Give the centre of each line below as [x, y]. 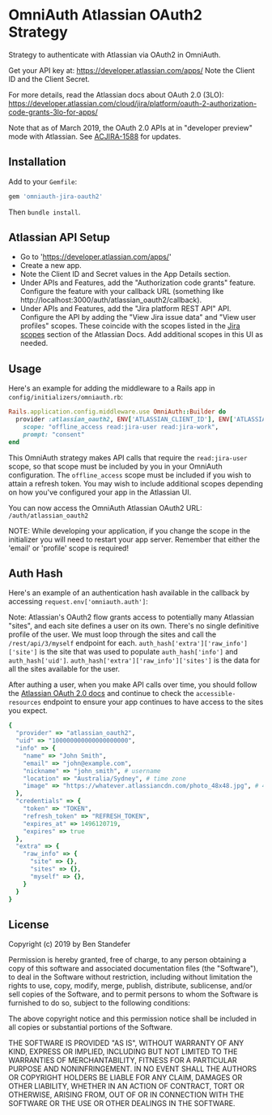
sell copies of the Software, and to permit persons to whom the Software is [134, 994]
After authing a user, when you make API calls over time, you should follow [133, 685]
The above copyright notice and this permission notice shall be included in [132, 1019]
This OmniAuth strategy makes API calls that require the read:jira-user [128, 457]
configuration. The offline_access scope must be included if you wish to [130, 475]
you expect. [28, 711]
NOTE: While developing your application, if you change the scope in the [130, 530]
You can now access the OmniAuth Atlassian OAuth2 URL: [105, 508]
